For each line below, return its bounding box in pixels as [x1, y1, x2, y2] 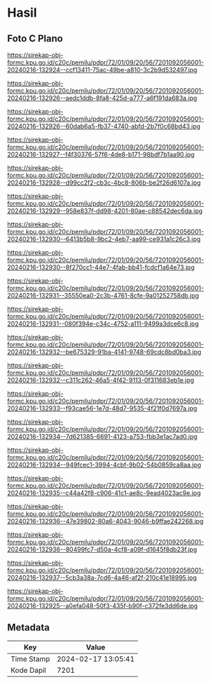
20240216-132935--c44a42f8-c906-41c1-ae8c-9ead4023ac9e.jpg [7, 489, 201, 497]
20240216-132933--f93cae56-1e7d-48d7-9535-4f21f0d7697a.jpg [7, 404, 198, 412]
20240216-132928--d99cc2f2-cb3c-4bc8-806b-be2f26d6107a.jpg [7, 178, 201, 187]
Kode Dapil [10, 665, 47, 675]
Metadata [7, 622, 50, 633]
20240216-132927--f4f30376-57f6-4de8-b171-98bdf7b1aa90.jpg [7, 151, 195, 158]
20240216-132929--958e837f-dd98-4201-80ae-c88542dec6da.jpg [7, 207, 203, 215]
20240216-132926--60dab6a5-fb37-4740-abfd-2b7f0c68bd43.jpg [7, 122, 201, 130]
